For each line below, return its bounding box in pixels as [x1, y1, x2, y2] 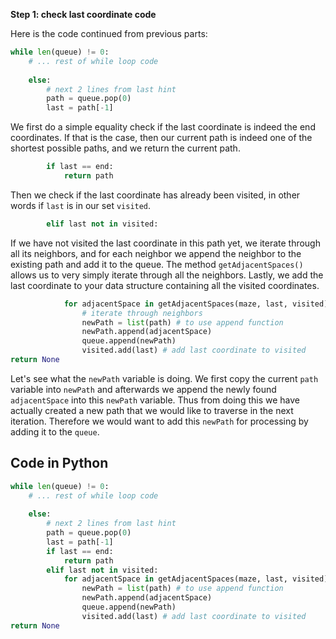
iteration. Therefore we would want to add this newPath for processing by [10, 415, 309, 427]
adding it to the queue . [10, 425, 100, 438]
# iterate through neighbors [81, 308, 203, 318]
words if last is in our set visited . [10, 199, 152, 211]
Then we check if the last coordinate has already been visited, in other [10, 189, 301, 201]
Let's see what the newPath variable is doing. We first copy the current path [10, 372, 319, 384]
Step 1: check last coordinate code [10, 9, 157, 20]
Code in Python [10, 455, 109, 472]
